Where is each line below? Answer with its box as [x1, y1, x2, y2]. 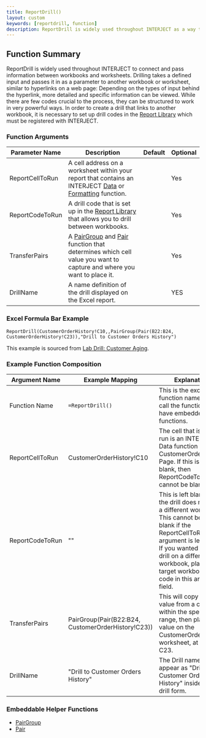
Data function [159, 442, 198, 450]
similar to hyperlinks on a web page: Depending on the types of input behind [6, 85, 200, 92]
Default [143, 148, 166, 157]
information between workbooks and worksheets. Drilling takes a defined [6, 72, 191, 79]
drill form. [159, 686, 187, 695]
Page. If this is [159, 457, 200, 466]
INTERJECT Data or [68, 182, 124, 190]
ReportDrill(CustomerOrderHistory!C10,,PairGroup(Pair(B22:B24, [6, 328, 174, 334]
